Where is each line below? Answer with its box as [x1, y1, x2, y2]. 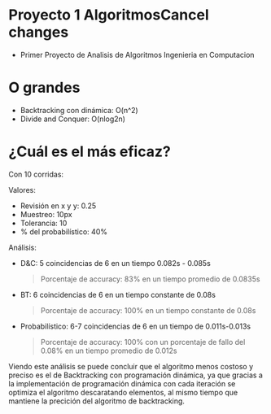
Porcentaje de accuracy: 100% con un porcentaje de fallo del [40, 337, 246, 346]
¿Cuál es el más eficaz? [8, 142, 171, 161]
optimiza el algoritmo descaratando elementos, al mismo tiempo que [8, 387, 238, 397]
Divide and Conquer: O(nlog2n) [20, 114, 126, 124]
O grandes [8, 79, 81, 97]
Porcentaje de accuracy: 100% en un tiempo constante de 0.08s [40, 305, 256, 315]
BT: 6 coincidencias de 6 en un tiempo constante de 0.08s [20, 290, 216, 299]
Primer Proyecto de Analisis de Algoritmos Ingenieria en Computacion [20, 50, 255, 59]
